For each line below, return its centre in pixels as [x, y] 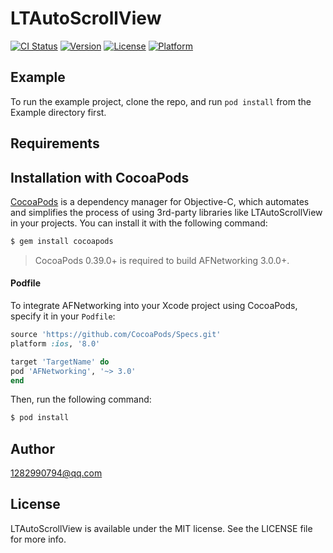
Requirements [55, 143]
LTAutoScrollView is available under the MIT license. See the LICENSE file [161, 528]
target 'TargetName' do [60, 362]
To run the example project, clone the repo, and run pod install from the [161, 101]
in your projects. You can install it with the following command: [139, 223]
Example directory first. [58, 112]
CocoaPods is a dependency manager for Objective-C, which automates [160, 201]
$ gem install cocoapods [62, 241]
